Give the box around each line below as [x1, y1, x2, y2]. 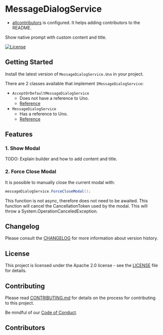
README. [12, 24, 32, 30]
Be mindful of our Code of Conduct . [5, 310, 77, 315]
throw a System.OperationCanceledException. [5, 208, 98, 214]
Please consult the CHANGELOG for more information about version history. [5, 235, 158, 241]
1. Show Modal [5, 145, 40, 152]
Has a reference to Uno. [19, 111, 68, 117]
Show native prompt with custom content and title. [5, 34, 107, 40]
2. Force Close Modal [5, 168, 56, 175]
